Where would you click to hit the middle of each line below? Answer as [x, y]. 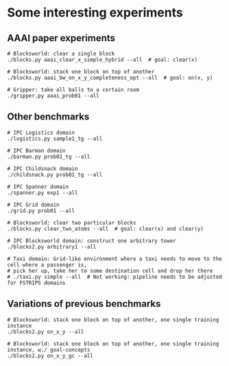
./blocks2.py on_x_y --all [46, 332]
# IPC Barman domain [37, 150]
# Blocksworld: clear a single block [61, 54]
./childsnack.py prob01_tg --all [55, 174]
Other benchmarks [48, 117]
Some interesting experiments [95, 13]
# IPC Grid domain [33, 205]
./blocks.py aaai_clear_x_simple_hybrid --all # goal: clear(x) [102, 60]
